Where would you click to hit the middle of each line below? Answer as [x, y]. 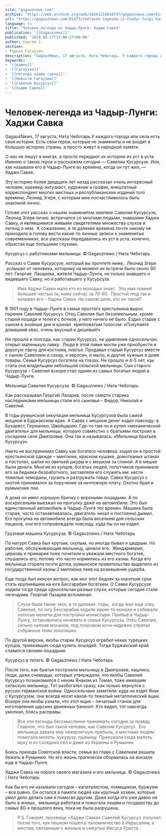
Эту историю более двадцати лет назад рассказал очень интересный [79, 182]
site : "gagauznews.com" [30, 10]
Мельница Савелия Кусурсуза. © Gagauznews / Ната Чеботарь [72, 386]
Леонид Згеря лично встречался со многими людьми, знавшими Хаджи [82, 218]
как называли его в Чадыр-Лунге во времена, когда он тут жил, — [76, 167]
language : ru [19, 23]
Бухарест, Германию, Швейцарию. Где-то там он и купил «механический [83, 426]
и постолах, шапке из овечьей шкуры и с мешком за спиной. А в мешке [81, 462]
